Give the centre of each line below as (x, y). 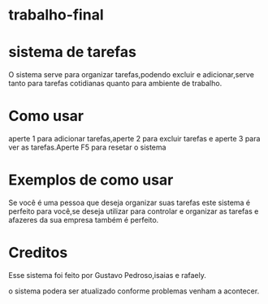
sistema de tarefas (72, 52)
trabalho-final (56, 15)
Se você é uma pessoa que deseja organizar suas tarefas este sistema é (130, 202)
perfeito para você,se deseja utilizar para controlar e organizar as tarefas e (134, 211)
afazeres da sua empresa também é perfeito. (84, 220)
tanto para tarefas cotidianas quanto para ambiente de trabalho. (115, 84)
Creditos (38, 253)
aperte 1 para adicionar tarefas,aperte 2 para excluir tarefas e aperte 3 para (134, 139)
